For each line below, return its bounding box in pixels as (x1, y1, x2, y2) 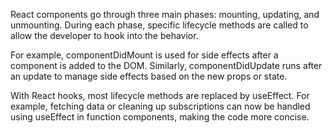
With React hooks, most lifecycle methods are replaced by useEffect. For (10, 90, 310, 101)
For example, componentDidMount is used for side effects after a (10, 49, 279, 61)
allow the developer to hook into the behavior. (10, 30, 199, 41)
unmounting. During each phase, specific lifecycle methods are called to (10, 19, 309, 31)
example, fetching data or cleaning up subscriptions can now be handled (10, 100, 311, 112)
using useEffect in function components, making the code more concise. (10, 111, 310, 123)
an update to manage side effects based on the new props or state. (10, 70, 288, 82)
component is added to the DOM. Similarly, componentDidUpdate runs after (10, 60, 323, 71)
